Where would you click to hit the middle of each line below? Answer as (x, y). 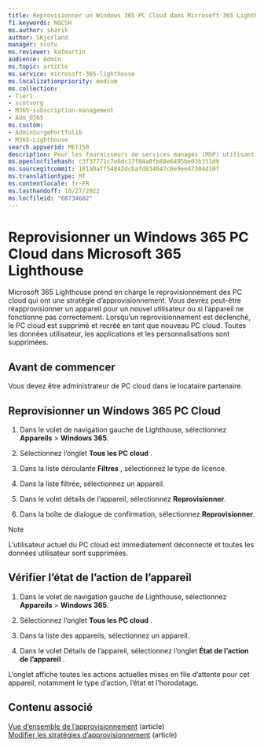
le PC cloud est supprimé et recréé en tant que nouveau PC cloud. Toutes (127, 326)
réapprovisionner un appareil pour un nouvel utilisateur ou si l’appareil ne (126, 309)
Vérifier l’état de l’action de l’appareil (100, 578)
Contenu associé (50, 707)
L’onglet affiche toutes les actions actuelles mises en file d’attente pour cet (129, 674)
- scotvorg (26, 103)
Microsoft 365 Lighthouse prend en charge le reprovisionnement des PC (125, 293)
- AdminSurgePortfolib (45, 132)
